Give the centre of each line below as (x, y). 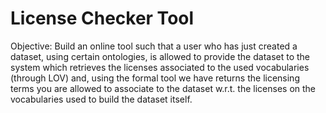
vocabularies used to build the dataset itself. (101, 99)
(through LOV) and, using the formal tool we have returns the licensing (155, 78)
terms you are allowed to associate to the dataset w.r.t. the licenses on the (163, 88)
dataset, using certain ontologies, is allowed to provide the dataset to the (160, 56)
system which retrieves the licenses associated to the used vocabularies (160, 67)
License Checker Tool (102, 18)
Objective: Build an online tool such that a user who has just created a (154, 46)
